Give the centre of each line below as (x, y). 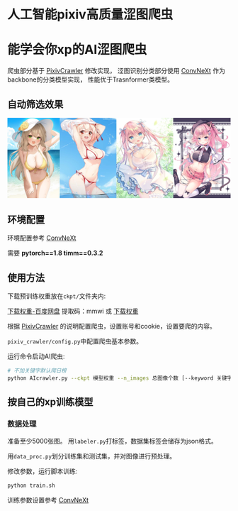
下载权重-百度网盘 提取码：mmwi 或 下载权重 (73, 311)
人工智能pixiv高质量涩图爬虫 (90, 15)
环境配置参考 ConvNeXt (42, 238)
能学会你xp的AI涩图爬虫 (77, 50)
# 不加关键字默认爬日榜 (37, 371)
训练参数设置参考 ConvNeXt (48, 500)
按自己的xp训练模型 (50, 402)
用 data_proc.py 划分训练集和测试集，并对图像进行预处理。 (91, 456)
